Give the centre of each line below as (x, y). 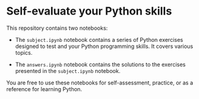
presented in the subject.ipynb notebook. (68, 70)
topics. (24, 52)
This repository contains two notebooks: (57, 28)
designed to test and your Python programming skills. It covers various (104, 46)
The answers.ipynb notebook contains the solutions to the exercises (100, 64)
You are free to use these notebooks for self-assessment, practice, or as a (100, 83)
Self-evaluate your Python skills (89, 11)
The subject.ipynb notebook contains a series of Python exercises (99, 39)
